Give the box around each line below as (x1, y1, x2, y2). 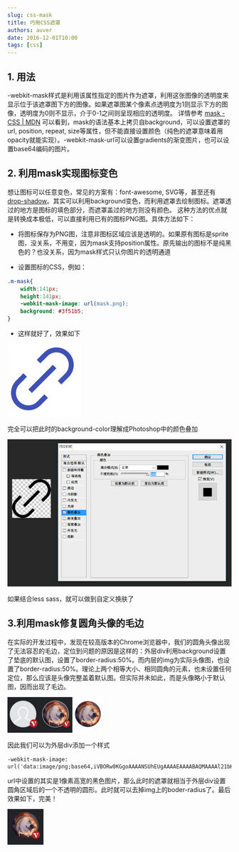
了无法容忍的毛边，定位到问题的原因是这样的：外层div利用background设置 (7, 646, 226, 655)
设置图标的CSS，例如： (17, 263, 87, 271)
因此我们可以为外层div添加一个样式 (7, 741, 110, 749)
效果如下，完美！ (7, 794, 58, 803)
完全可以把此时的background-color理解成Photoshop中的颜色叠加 (7, 425, 198, 433)
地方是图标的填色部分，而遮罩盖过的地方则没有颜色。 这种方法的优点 (19, 206, 221, 214)
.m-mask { (7, 278, 33, 285)
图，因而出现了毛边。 (7, 682, 70, 691)
